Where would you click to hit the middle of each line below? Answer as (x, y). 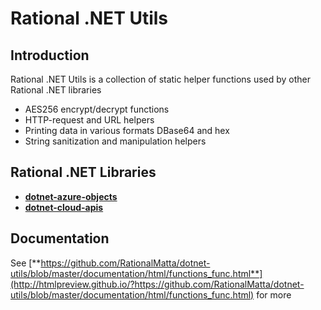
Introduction (50, 55)
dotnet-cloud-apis (64, 207)
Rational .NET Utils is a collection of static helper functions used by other (161, 79)
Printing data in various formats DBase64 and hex (127, 130)
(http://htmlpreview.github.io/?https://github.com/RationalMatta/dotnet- (157, 284)
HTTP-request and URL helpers (89, 120)
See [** (26, 263)
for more (274, 294)
